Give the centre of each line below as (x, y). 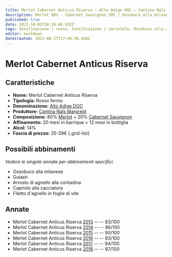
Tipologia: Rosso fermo (38, 100)
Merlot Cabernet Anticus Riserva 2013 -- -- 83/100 (66, 222)
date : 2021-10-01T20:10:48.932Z (40, 24)
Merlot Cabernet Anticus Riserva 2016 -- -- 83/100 (66, 238)
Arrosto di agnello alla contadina (47, 182)
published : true (23, 19)
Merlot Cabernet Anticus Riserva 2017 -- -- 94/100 (66, 243)
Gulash (20, 177)
